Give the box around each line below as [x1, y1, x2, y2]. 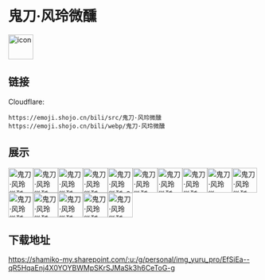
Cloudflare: [8, 97, 45, 106]
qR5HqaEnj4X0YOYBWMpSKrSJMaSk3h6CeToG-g [8, 263, 175, 273]
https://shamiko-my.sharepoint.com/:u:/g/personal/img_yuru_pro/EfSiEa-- [8, 255, 251, 264]
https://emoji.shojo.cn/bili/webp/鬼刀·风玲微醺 [8, 122, 166, 130]
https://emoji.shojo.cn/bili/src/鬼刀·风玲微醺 [8, 113, 162, 121]
